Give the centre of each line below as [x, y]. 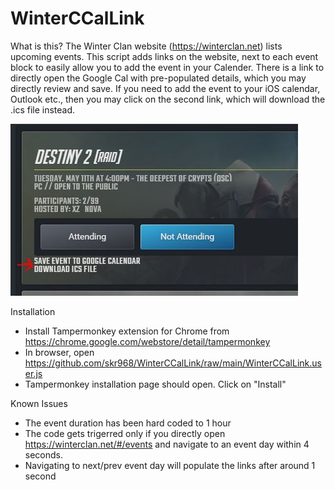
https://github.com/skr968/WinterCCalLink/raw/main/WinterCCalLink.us [173, 363]
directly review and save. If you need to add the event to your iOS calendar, [165, 88]
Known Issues [39, 403]
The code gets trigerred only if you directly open [125, 433]
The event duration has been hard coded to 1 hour [128, 423]
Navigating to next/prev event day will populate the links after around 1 [170, 465]
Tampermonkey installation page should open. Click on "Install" [155, 384]
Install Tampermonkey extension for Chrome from [127, 331]
